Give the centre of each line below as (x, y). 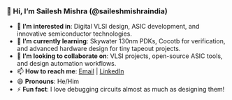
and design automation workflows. (66, 64)
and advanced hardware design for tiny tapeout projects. (99, 49)
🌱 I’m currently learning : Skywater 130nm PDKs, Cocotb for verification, (121, 41)
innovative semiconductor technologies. (74, 34)
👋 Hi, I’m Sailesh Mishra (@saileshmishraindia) (87, 11)
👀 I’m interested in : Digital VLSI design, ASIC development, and (108, 27)
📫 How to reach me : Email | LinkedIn (70, 71)
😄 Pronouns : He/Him (48, 81)
